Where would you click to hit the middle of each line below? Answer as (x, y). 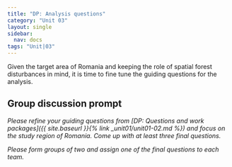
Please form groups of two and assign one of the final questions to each (113, 149)
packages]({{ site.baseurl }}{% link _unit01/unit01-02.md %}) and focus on (116, 128)
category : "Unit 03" (38, 20)
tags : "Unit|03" (31, 47)
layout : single (30, 27)
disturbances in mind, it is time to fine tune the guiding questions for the (112, 74)
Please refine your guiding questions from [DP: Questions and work (106, 120)
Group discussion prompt (65, 104)
